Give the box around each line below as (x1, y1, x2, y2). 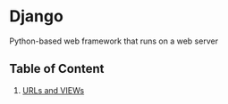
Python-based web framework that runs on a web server (9, 36, 219, 46)
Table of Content (9, 61, 105, 76)
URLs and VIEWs (21, 84, 85, 95)
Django (9, 6, 64, 27)
